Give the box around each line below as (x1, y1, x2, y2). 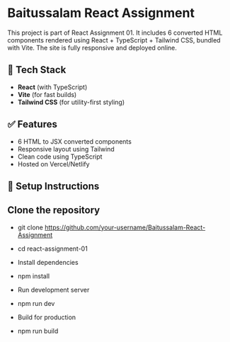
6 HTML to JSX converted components (17, 137, 132, 146)
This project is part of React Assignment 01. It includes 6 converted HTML (7, 28, 223, 37)
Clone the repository (7, 204, 100, 217)
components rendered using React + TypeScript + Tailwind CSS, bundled (7, 35, 221, 44)
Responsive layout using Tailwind (17, 144, 115, 153)
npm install (17, 271, 50, 280)
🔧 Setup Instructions (7, 180, 100, 192)
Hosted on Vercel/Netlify (17, 159, 90, 168)
